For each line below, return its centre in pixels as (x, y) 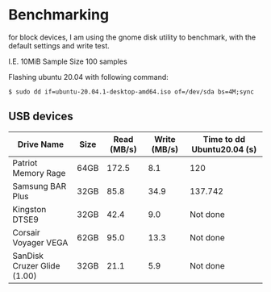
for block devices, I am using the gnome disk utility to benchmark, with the (132, 37)
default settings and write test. (59, 45)
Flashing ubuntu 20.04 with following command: (89, 77)
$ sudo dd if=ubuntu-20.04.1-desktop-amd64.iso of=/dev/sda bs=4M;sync (131, 92)
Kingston (29, 209)
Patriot (25, 163)
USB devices (41, 117)
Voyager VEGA (40, 242)
